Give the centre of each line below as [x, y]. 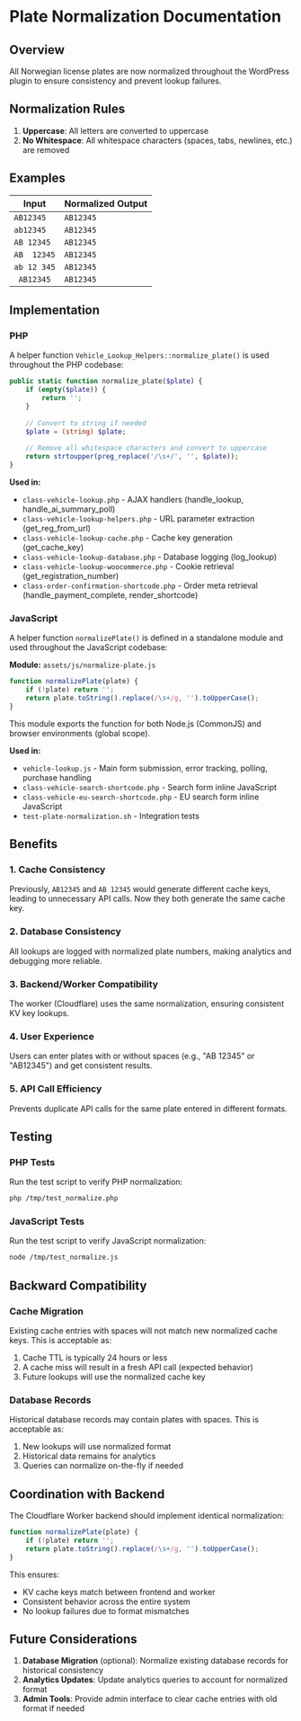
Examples [37, 178]
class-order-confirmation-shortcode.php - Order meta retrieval [140, 585]
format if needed [53, 1708]
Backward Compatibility [78, 1285]
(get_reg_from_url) [57, 528]
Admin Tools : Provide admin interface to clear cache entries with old [150, 1699]
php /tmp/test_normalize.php [64, 1199]
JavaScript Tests [47, 1222]
